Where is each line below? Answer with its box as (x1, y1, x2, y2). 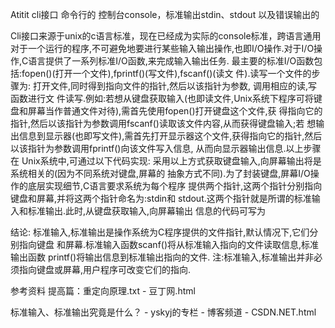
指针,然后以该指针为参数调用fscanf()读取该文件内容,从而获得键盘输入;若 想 (10, 118, 317, 129)
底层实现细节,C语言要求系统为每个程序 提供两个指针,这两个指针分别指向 (27, 180, 323, 192)
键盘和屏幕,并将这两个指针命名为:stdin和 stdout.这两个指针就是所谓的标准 (10, 193, 312, 204)
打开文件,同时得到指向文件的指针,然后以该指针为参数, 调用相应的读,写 (32, 80, 318, 92)
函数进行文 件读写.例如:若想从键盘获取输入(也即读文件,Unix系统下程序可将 (10, 93, 314, 104)
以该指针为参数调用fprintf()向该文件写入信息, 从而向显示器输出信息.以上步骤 (10, 143, 322, 154)
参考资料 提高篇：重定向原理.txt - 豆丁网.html (10, 285, 196, 297)
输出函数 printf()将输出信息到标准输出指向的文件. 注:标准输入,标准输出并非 (10, 251, 315, 263)
